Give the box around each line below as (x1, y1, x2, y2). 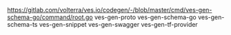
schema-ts (7, 21, 38, 28)
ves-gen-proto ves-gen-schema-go (94, 13, 197, 21)
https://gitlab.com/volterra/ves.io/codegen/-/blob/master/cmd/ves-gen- (7, 6, 212, 14)
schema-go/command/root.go (7, 13, 93, 21)
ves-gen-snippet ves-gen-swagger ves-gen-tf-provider (39, 21, 198, 28)
